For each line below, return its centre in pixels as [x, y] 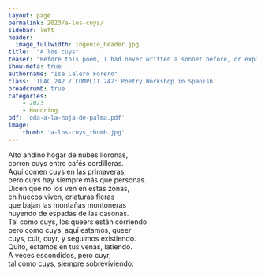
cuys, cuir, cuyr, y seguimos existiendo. [72, 238]
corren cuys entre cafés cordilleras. [66, 163]
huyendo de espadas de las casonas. [69, 213]
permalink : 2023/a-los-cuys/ [56, 23]
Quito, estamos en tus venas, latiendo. [70, 247]
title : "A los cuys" [44, 52]
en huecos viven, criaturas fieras [62, 197]
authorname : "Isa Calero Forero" [63, 74]
